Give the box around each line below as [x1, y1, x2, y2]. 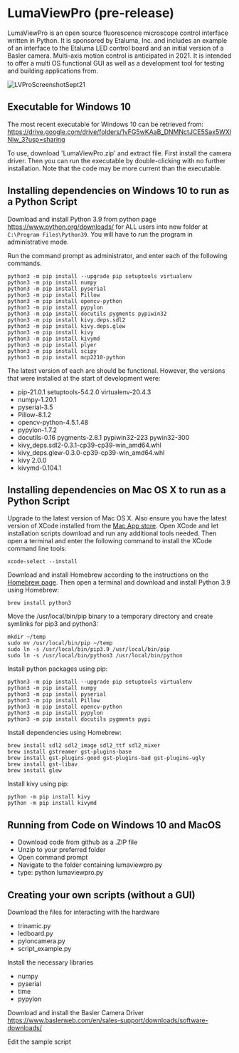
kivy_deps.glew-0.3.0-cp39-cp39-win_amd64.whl [17, 448, 165, 457]
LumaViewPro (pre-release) [7, 5, 174, 21]
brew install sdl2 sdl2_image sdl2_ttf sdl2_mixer [7, 742, 161, 749]
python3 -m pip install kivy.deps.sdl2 [7, 316, 126, 324]
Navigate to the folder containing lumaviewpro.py [17, 861, 162, 869]
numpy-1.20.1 [17, 395, 57, 404]
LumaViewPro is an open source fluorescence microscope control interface [7, 29, 229, 37]
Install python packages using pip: [7, 664, 108, 673]
